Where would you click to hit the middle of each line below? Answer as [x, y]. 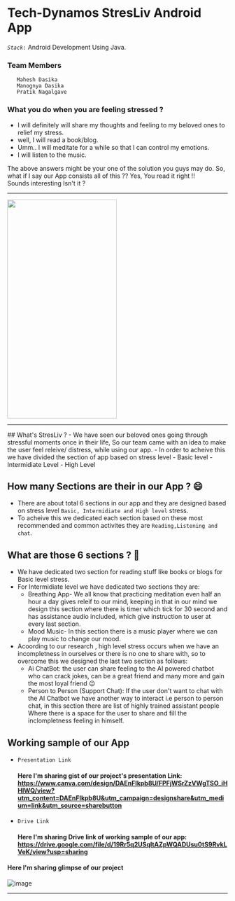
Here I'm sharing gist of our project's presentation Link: [100, 776]
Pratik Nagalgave [42, 92]
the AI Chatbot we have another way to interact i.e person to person [126, 699]
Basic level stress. [43, 580]
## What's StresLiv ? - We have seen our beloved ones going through [108, 435]
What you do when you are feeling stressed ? [85, 110]
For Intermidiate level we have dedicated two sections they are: [108, 587]
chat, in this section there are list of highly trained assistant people [123, 706]
